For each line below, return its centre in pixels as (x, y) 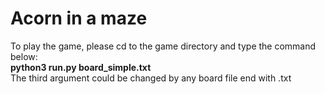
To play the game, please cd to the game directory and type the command (163, 46)
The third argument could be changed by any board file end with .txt (151, 78)
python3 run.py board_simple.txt (81, 67)
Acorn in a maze (79, 18)
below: (24, 56)
